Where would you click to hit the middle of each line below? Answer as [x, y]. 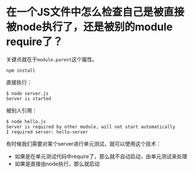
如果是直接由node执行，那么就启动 [57, 164]
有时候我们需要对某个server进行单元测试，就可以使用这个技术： [84, 143]
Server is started [29, 98]
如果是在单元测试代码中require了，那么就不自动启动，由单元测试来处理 [101, 156]
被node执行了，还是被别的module [89, 27]
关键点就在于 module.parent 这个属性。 [52, 59]
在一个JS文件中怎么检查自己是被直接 [95, 12]
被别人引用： [22, 110]
